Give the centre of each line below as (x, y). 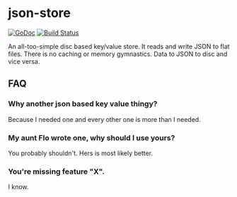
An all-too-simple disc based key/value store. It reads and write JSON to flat (119, 46)
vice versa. (24, 61)
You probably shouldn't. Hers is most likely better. (81, 153)
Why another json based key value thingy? (83, 104)
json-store (40, 13)
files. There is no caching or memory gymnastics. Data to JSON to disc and (118, 54)
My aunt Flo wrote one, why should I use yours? (92, 137)
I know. (18, 187)
